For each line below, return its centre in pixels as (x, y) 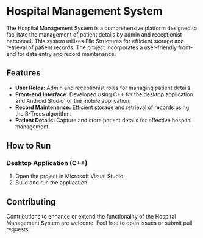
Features (23, 73)
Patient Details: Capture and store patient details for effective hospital (103, 120)
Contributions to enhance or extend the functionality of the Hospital (91, 217)
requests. (18, 229)
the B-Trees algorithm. (43, 113)
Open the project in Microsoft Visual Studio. (70, 176)
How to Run (29, 146)
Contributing (31, 202)
